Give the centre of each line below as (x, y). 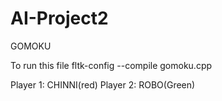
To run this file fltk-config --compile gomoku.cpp (111, 65)
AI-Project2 (59, 18)
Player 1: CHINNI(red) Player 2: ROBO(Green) (103, 84)
